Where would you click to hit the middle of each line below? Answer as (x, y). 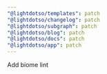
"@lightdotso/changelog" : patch (53, 20)
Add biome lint (28, 65)
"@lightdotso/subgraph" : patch (52, 26)
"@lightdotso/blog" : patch (46, 33)
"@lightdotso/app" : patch (44, 45)
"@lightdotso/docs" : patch (46, 39)
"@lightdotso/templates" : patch (53, 13)
